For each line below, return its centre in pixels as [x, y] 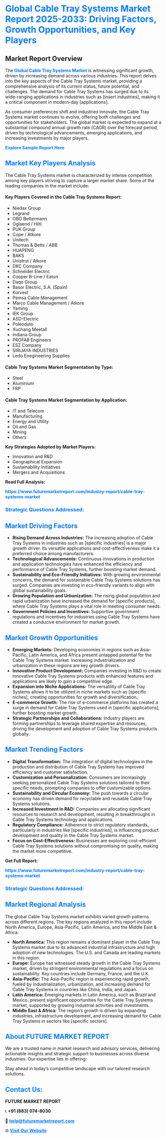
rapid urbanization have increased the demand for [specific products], [84, 601]
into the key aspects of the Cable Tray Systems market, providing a [74, 81]
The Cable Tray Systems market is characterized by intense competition [79, 175]
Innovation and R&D [32, 456]
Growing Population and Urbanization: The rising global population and [86, 596]
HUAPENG [23, 251]
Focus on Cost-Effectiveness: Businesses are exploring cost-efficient [84, 840]
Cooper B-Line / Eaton [35, 277]
